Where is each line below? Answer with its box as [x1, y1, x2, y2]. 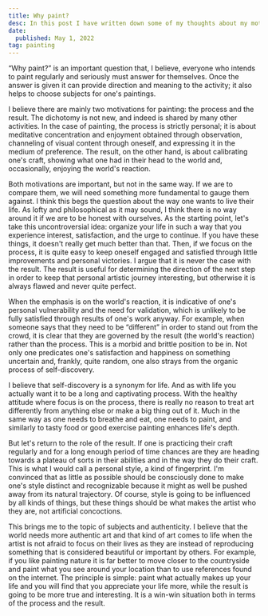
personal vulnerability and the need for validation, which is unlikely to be [8, 306, 246, 315]
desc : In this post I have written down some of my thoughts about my [8, 19, 248, 27]
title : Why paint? [8, 11, 69, 20]
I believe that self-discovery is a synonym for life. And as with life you [8, 381, 237, 390]
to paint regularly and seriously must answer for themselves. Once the [8, 72, 239, 82]
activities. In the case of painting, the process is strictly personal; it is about [8, 122, 257, 131]
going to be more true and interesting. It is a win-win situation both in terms [8, 590, 256, 600]
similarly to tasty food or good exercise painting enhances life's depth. [8, 423, 240, 433]
